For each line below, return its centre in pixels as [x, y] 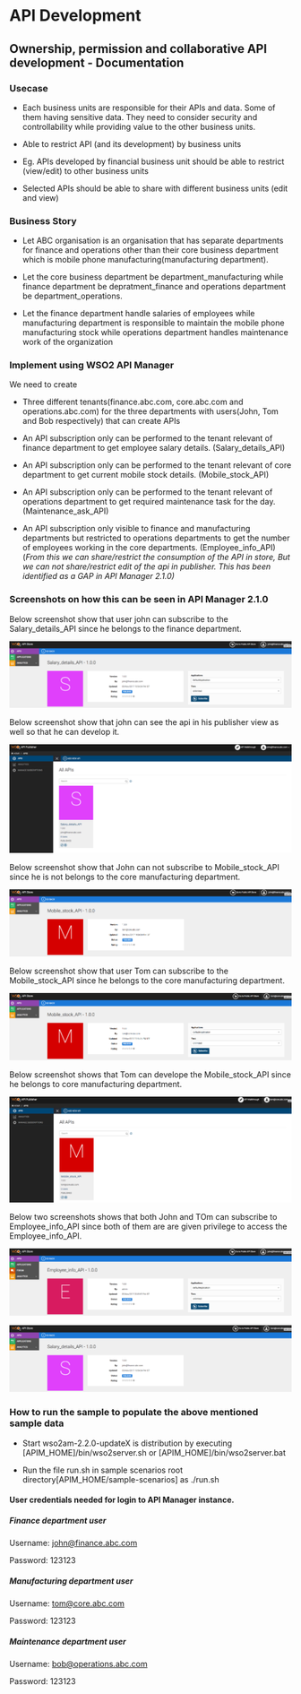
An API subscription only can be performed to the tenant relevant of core [157, 465]
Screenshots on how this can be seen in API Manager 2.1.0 [139, 600]
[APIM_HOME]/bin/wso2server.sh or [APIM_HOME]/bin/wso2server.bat [154, 1452]
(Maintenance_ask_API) [65, 511]
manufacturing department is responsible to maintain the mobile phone [153, 323]
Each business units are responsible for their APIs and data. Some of [149, 108]
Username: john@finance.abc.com [73, 1543]
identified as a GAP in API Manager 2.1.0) [98, 576]
